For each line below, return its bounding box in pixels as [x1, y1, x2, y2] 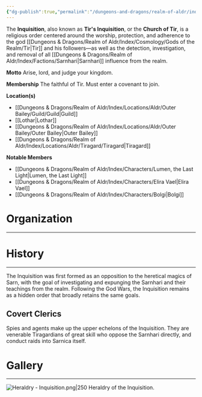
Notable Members [6, 154, 52, 161]
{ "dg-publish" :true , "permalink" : [6, 8, 90, 15]
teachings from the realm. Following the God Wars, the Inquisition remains [6, 285, 189, 292]
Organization [6, 211, 73, 225]
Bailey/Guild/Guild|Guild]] [14, 110, 78, 117]
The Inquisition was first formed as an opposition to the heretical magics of [6, 272, 192, 279]
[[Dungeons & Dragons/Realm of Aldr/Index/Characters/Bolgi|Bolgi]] [14, 190, 185, 198]
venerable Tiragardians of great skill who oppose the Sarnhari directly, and [6, 331, 191, 338]
